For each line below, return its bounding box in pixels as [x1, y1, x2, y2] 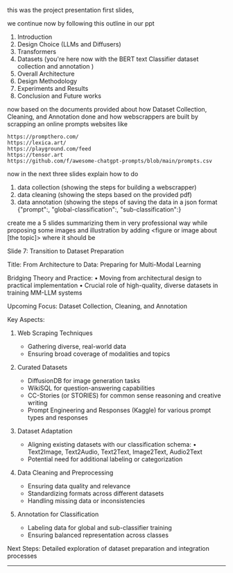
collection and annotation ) [17, 62, 94, 70]
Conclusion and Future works [17, 92, 102, 100]
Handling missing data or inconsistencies [27, 497, 146, 505]
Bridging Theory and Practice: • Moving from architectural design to [7, 274, 202, 282]
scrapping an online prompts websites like [7, 120, 128, 128]
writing [27, 399, 48, 407]
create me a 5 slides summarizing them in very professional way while [7, 219, 208, 227]
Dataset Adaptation [17, 427, 73, 435]
